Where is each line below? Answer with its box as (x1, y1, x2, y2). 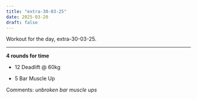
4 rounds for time (6, 52, 50, 59)
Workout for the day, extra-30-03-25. (6, 36, 97, 43)
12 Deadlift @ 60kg (14, 64, 60, 71)
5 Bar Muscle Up (14, 75, 56, 82)
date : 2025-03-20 (6, 14, 49, 20)
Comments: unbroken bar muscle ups (6, 86, 97, 94)
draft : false (6, 19, 38, 25)
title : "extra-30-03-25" (6, 8, 67, 15)
